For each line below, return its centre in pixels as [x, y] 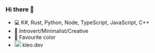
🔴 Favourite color [35, 37]
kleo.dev [33, 45]
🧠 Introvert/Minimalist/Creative [51, 31]
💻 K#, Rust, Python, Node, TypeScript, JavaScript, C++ [82, 22]
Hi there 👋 [20, 9]
